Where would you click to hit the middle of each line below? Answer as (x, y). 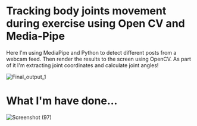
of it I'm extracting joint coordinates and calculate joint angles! (82, 65)
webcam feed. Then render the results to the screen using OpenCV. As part (99, 59)
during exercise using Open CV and (96, 23)
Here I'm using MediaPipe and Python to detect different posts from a (91, 52)
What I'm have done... (62, 101)
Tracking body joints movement (86, 11)
